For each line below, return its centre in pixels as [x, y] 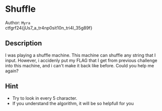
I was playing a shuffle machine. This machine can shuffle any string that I [81, 55]
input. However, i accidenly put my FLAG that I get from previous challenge [81, 60]
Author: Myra [18, 23]
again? [12, 71]
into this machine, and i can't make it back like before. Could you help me [80, 65]
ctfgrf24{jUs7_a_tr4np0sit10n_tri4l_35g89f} [49, 28]
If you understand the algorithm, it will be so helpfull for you [73, 103]
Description [23, 43]
